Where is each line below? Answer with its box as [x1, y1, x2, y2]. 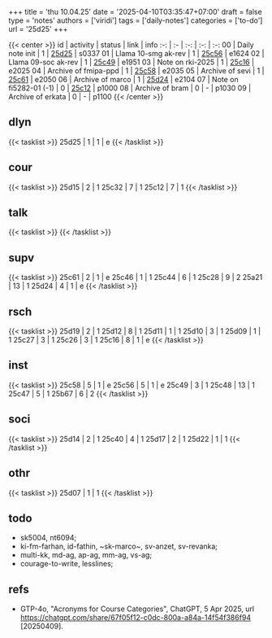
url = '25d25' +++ [8, 24, 68, 33]
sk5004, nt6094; [19, 533, 77, 543]
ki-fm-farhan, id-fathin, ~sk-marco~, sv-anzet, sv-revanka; [19, 541, 218, 552]
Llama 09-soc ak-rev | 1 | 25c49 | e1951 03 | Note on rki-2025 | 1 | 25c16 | [8, 57, 254, 67]
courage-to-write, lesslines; [19, 559, 114, 569]
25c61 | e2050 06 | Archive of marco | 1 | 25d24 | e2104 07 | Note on [8, 75, 239, 84]
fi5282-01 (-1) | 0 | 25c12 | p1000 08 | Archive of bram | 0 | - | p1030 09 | [8, 83, 252, 93]
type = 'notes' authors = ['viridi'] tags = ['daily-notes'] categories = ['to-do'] [8, 15, 263, 25]
